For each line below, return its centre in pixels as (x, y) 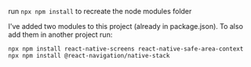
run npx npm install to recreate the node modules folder (100, 11)
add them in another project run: (60, 35)
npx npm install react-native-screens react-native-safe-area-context (126, 49)
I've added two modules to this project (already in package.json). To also (125, 26)
